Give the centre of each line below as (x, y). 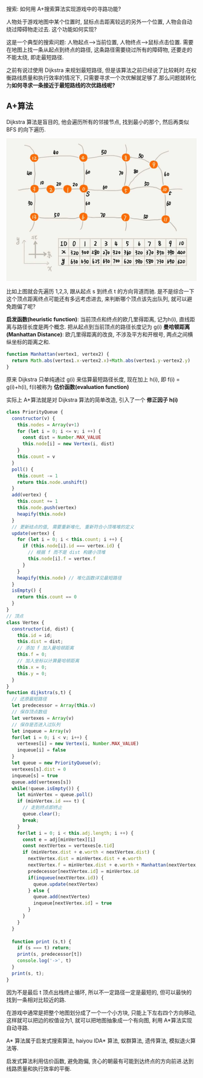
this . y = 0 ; (32, 673)
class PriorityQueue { (35, 412)
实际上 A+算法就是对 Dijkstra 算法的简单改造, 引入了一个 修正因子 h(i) (92, 400)
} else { (39, 890)
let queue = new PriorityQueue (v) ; (56, 763)
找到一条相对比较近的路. (36, 999)
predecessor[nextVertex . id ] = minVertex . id (83, 871)
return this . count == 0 (47, 597)
